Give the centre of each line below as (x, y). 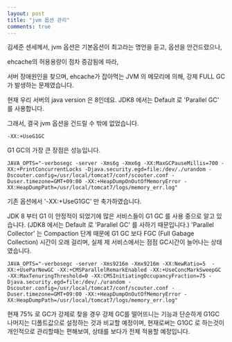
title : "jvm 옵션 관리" (39, 20)
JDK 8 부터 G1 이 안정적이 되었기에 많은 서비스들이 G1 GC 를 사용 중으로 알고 (111, 216)
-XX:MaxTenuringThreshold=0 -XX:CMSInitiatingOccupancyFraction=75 (107, 276)
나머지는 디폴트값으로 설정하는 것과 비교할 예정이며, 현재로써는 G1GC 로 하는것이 (116, 323)
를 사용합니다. (26, 109)
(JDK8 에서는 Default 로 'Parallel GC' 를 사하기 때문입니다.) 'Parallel (121, 225)
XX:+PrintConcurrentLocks (44, 170)
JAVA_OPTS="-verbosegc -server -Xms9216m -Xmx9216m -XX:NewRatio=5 (107, 264)
